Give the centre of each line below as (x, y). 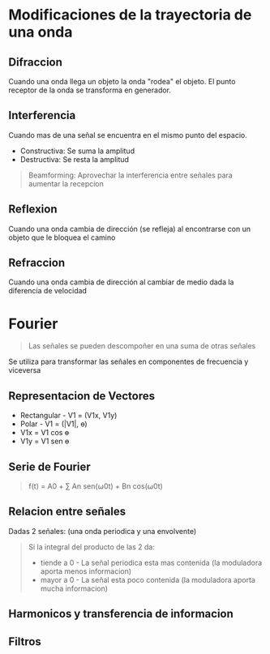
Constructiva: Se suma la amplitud (77, 151)
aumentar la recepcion (66, 183)
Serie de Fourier (49, 466)
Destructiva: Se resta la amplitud (75, 159)
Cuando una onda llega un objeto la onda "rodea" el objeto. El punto (122, 81)
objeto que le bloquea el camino (62, 237)
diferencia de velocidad (48, 291)
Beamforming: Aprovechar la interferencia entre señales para (130, 175)
